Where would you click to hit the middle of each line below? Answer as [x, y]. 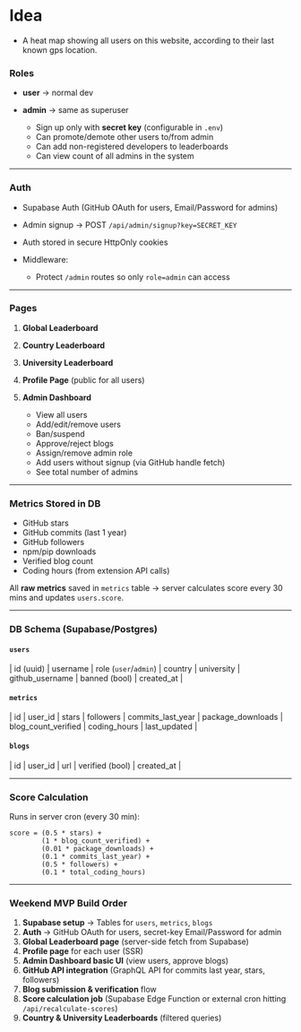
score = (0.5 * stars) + [56, 833]
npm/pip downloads [59, 551]
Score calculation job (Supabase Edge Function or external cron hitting [154, 999]
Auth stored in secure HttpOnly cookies [95, 242]
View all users [61, 414]
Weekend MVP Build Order [69, 903]
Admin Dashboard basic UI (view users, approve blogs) [125, 961]
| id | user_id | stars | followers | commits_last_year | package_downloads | [146, 717]
